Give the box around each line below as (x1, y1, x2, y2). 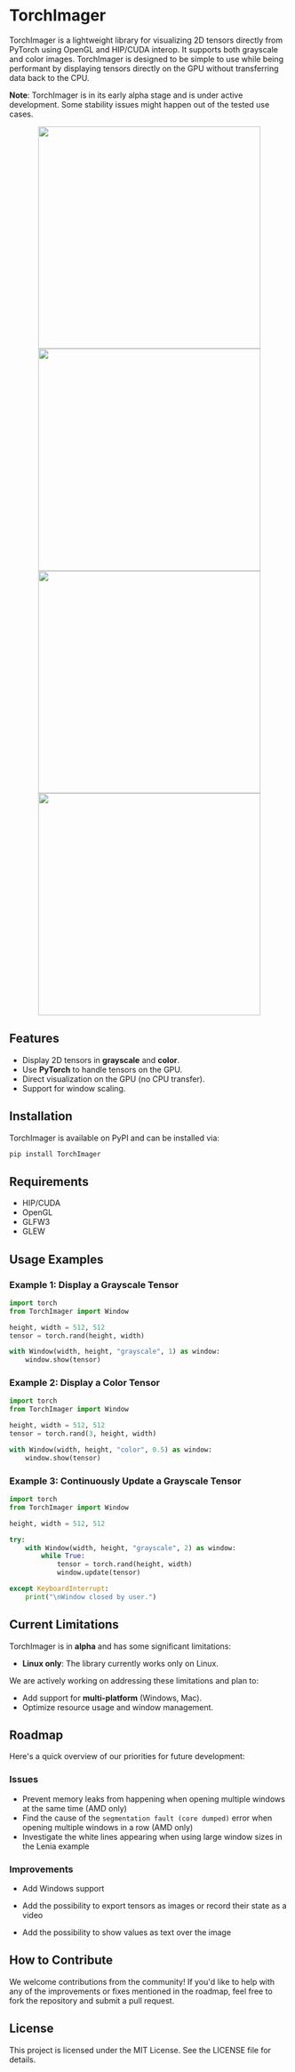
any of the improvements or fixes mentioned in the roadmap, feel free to (9, 1986, 273, 1996)
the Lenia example (21, 1841, 91, 1852)
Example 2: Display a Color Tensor (9, 1377, 160, 1389)
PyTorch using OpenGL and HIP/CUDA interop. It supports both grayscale (9, 44, 278, 54)
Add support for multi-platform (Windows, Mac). (21, 1692, 203, 1703)
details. (9, 2054, 36, 2065)
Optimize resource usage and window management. (21, 1701, 214, 1712)
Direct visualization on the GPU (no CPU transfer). (21, 1073, 205, 1084)
